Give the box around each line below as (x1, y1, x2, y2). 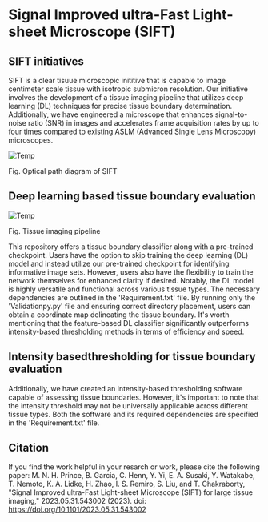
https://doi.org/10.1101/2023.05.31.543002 (8, 504, 146, 514)
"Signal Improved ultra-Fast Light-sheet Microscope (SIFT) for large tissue (8, 488, 254, 497)
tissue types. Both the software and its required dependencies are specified (8, 409, 258, 419)
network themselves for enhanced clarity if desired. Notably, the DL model (8, 275, 254, 285)
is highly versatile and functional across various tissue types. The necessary (8, 284, 260, 294)
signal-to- (214, 110, 248, 119)
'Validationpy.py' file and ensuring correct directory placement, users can (8, 301, 250, 311)
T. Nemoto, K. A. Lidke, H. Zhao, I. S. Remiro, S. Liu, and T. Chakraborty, (8, 479, 246, 489)
